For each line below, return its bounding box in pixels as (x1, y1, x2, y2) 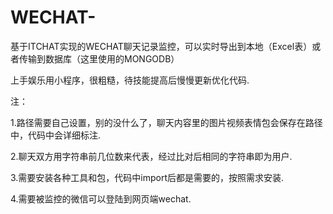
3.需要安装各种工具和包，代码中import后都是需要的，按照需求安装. (10, 171, 285, 183)
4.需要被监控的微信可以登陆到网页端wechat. (10, 192, 192, 205)
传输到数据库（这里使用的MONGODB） (18, 52, 180, 65)
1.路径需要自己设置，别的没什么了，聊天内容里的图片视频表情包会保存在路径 (10, 116, 323, 128)
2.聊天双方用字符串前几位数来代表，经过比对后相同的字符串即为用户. (10, 150, 293, 162)
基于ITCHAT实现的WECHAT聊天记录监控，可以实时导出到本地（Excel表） (10, 40, 313, 52)
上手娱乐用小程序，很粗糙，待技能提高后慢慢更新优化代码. (10, 74, 250, 86)
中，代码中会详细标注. (10, 129, 102, 141)
